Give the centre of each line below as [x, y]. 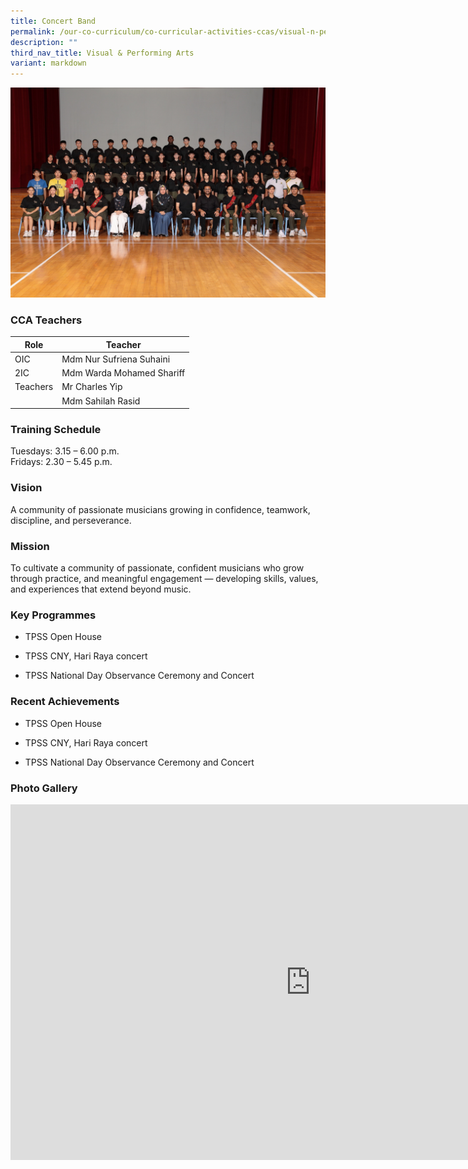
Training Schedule [56, 430]
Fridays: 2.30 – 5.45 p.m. [61, 462]
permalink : [33, 31]
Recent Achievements [65, 702]
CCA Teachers [46, 320]
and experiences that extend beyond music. [101, 589]
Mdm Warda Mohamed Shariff [123, 373]
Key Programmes [53, 615]
